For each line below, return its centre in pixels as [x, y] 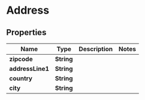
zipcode [21, 59]
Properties [26, 32]
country [21, 78]
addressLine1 [29, 69]
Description [96, 49]
